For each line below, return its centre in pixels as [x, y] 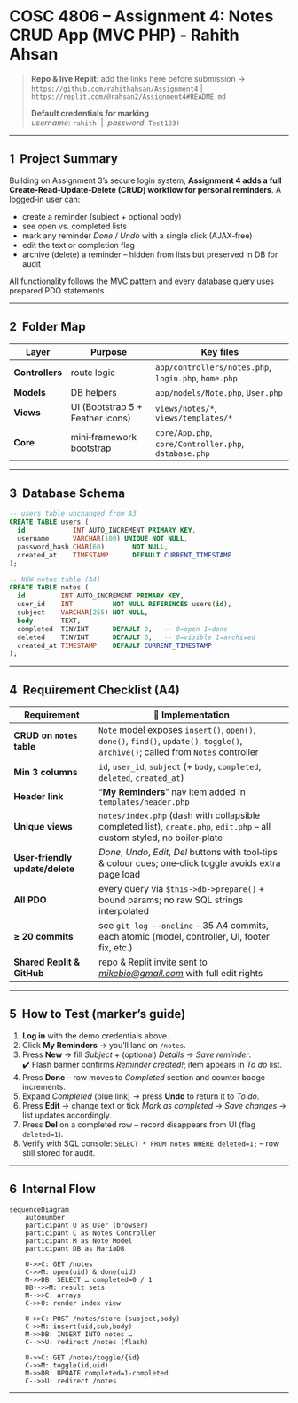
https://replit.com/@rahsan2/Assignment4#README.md [128, 96]
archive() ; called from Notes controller [179, 752]
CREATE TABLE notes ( [49, 588]
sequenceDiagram [39, 1210]
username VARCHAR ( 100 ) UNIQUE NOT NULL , [103, 539]
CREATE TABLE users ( [49, 522]
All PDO [30, 900]
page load [120, 875]
